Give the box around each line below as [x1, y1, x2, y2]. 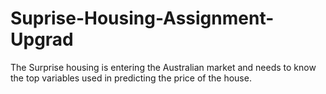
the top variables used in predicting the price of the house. [10, 72, 252, 84]
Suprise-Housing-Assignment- [10, 7, 275, 30]
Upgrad [10, 28, 74, 51]
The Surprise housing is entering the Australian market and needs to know [10, 61, 317, 73]
